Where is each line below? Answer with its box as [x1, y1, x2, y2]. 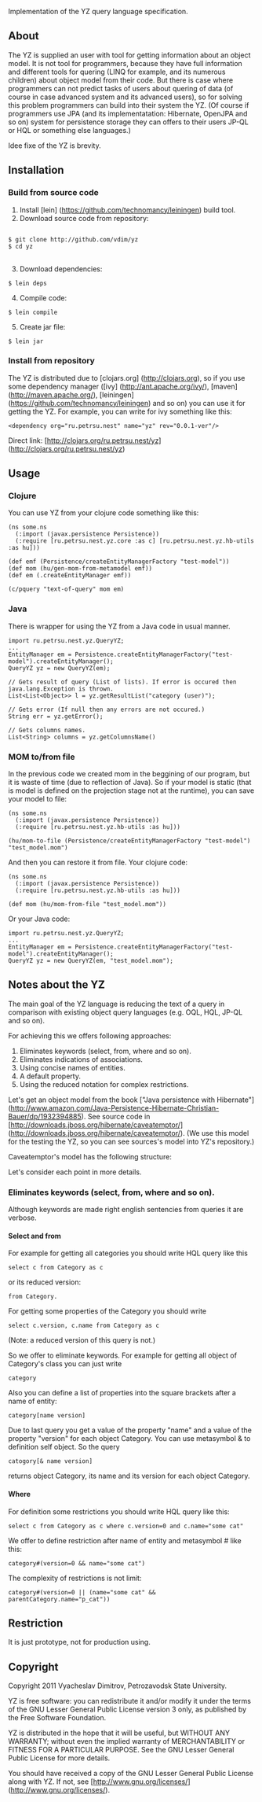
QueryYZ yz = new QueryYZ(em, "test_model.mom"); [8, 957, 174, 965]
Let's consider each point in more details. [8, 1167, 142, 1177]
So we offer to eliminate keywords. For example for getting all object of [8, 1351, 238, 1360]
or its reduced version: [8, 1277, 81, 1287]
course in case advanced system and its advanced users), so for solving [8, 92, 243, 101]
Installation [8, 164, 64, 177]
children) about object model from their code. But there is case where [8, 75, 234, 85]
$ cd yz [8, 242, 34, 250]
